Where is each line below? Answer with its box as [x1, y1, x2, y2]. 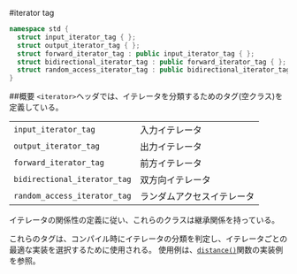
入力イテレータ [140, 124, 202, 136]
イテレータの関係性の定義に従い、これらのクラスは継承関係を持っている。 [9, 215, 280, 225]
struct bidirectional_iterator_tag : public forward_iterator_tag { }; [17, 57, 287, 66]
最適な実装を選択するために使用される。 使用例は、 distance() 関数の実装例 [9, 245, 284, 255]
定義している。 [9, 102, 64, 113]
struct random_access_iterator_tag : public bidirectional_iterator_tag [17, 65, 291, 74]
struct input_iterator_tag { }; [17, 33, 137, 42]
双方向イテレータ [140, 174, 211, 186]
